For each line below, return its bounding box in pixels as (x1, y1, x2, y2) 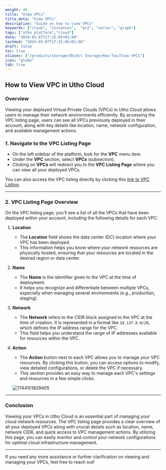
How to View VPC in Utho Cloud (5, 80, 105, 89)
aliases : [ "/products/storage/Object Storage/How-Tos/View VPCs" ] (5, 53, 145, 58)
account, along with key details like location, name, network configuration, (5, 122, 157, 128)
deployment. (19, 279, 45, 285)
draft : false (5, 44, 32, 49)
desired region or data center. (19, 255, 81, 261)
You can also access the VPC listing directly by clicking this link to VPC (5, 176, 150, 183)
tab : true (5, 62, 26, 67)
